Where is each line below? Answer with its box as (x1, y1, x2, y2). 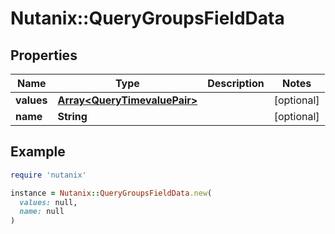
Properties (10, 47, 78, 64)
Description (207, 77, 265, 90)
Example (10, 143, 66, 161)
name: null (19, 207, 65, 217)
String (57, 110, 88, 123)
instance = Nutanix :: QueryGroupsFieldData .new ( (10, 188, 213, 198)
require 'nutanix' (10, 170, 87, 180)
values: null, (19, 197, 78, 207)
